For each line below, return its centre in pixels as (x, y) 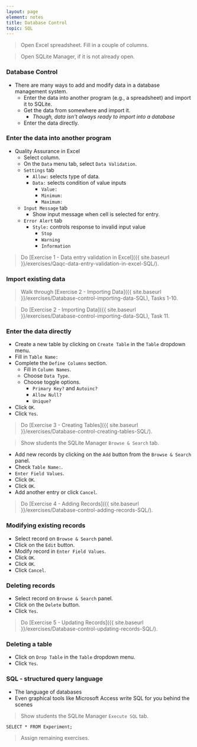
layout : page (22, 12)
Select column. (42, 157)
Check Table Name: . (39, 467)
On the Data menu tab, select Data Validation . (80, 163)
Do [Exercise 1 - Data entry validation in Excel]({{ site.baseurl (95, 257)
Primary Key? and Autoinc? (65, 388)
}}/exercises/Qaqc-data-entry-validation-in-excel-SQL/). (90, 263)
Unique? (42, 401)
